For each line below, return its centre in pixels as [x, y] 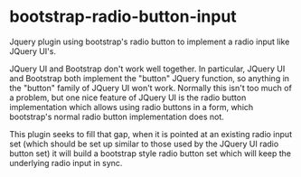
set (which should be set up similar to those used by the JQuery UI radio [144, 144]
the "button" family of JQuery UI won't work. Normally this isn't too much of [150, 88]
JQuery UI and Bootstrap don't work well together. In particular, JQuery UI [147, 69]
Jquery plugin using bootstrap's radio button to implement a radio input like [150, 42]
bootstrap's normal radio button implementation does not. [117, 116]
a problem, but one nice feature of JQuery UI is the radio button [128, 98]
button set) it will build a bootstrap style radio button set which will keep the [150, 153]
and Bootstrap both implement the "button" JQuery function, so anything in [150, 78]
